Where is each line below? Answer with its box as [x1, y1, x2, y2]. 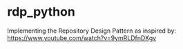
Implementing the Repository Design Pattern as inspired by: [7, 27, 177, 35]
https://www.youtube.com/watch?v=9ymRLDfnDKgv [7, 33, 157, 42]
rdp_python [7, 4, 76, 20]
